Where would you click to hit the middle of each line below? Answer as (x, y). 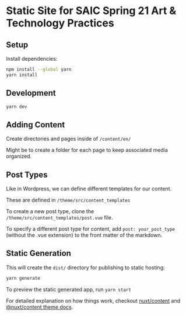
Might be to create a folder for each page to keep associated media (87, 150)
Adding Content (36, 125)
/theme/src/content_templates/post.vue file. (59, 218)
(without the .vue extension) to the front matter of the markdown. (84, 235)
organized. (19, 157)
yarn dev (17, 106)
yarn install (22, 75)
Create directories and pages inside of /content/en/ (69, 139)
